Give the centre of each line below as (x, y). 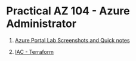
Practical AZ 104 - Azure (68, 11)
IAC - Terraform (34, 51)
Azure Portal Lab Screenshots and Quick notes (72, 40)
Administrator (41, 24)
